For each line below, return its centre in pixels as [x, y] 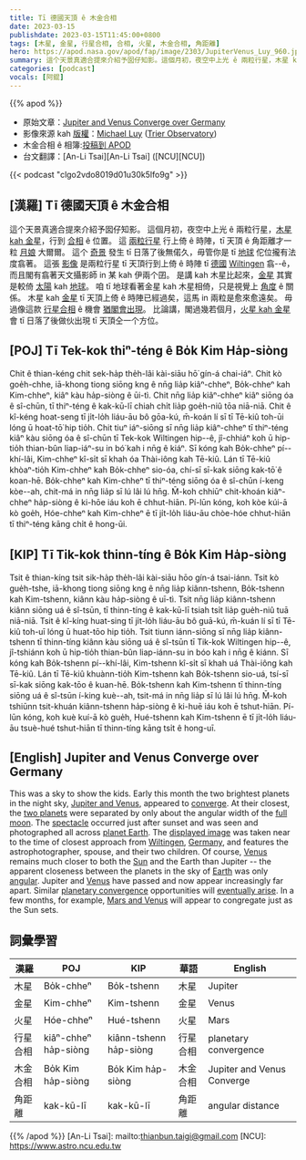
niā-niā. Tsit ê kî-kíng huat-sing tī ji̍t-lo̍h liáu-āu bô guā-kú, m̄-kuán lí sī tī [145, 621]
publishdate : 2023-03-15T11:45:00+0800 [85, 35]
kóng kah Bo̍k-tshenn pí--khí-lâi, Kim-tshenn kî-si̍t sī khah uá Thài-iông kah [151, 663]
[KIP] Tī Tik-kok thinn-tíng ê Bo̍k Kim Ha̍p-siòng [148, 554]
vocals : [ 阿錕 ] [37, 78]
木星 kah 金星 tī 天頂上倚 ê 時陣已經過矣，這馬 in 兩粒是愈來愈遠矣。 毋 [160, 297]
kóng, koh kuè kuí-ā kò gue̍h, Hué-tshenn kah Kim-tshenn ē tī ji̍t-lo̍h [150, 718]
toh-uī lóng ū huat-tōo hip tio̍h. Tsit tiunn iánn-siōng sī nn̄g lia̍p [139, 632]
